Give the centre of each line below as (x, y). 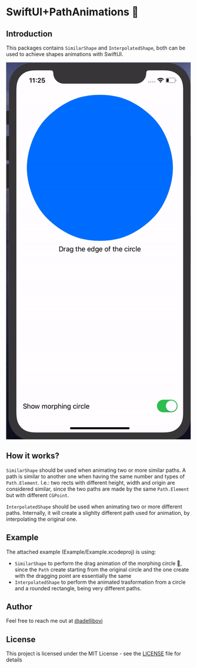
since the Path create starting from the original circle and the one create (102, 569)
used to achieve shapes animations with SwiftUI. (65, 54)
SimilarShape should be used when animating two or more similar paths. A (96, 470)
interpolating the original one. (42, 519)
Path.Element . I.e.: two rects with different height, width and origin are (91, 482)
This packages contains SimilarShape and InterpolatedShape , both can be (96, 48)
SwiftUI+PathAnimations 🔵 (73, 12)
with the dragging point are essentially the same (73, 576)
